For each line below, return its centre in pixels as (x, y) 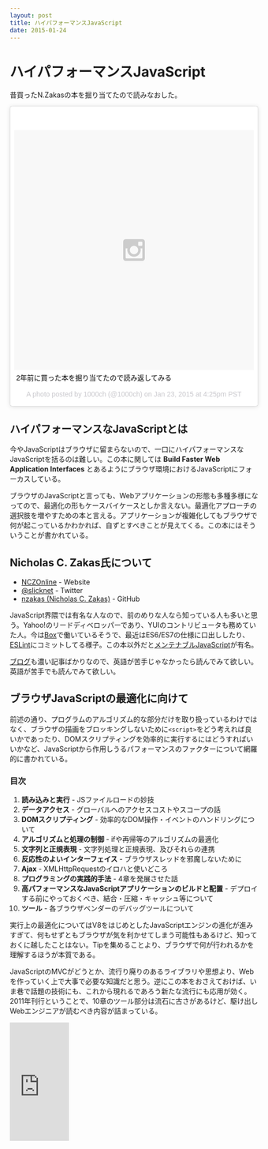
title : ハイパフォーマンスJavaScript (66, 23)
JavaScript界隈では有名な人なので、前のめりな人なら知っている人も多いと (130, 615)
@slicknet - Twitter (52, 590)
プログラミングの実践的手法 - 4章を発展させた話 (100, 879)
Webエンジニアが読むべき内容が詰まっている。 (86, 1011)
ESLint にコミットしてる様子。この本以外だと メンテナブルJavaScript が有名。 (134, 644)
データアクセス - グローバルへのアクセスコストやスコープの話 (121, 809)
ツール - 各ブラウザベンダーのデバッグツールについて (108, 908)
